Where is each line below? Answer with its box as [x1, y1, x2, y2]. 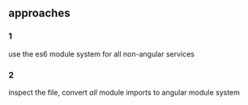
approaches [8, 6, 71, 20]
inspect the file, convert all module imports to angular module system [8, 87, 241, 97]
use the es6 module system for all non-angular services [8, 48, 195, 59]
